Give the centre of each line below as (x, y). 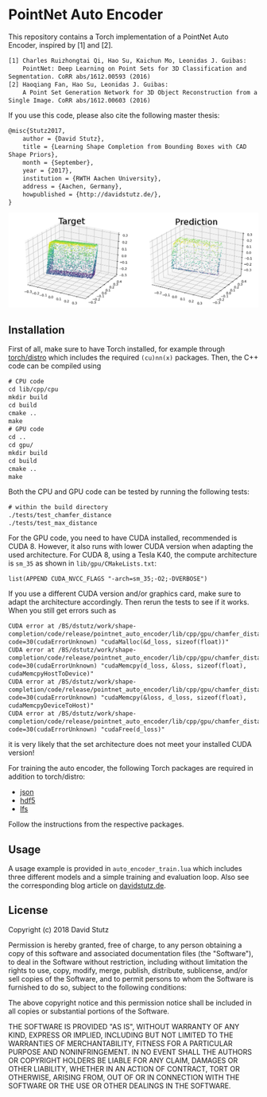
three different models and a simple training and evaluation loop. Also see (129, 877)
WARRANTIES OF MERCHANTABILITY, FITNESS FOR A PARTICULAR (120, 1043)
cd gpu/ (21, 445)
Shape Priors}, (33, 154)
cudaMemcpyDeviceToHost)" (51, 706)
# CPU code (26, 382)
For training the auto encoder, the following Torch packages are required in (131, 768)
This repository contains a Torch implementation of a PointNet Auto (118, 37)
